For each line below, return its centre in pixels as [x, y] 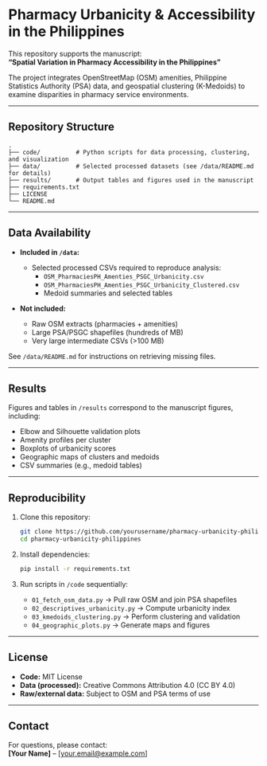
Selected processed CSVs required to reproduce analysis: [126, 268]
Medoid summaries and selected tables [108, 293]
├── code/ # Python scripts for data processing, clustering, [129, 152]
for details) [30, 173]
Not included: [43, 308]
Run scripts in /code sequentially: [74, 584]
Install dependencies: [55, 554]
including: [25, 416]
